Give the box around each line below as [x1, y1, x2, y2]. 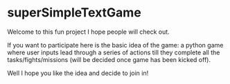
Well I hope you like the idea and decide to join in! [7, 69, 149, 77]
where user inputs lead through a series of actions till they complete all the [7, 48, 220, 56]
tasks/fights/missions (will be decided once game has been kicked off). [7, 55, 211, 63]
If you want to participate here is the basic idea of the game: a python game [7, 41, 224, 49]
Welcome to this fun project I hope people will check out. [7, 28, 170, 36]
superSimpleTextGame [7, 5, 142, 21]
